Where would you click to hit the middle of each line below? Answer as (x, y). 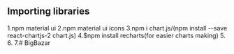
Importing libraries (49, 11)
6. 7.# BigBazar (29, 43)
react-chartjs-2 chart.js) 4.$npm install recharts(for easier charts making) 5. (116, 35)
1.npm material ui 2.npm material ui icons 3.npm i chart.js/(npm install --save (117, 28)
